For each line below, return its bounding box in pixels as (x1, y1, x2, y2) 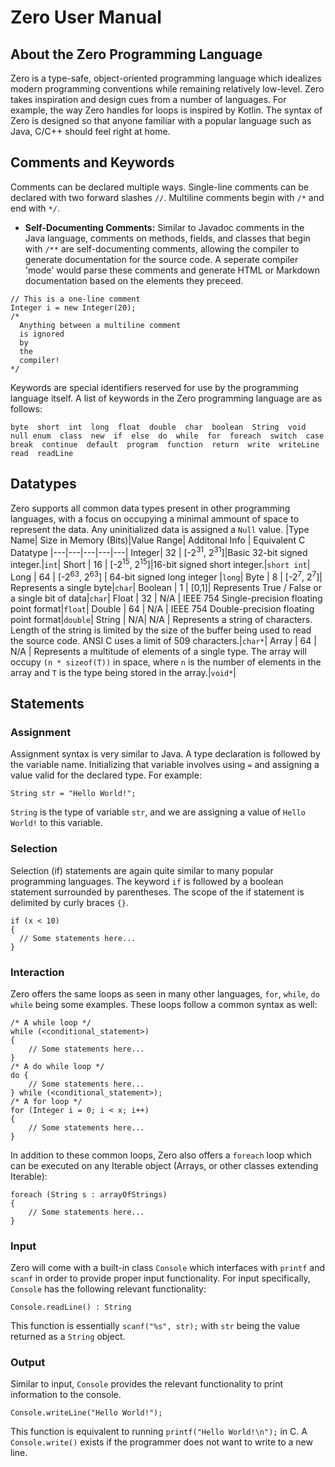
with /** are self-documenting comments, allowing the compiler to (24, 242, 300, 255)
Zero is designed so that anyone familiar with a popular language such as (10, 115, 312, 126)
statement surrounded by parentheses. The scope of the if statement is (10, 886, 305, 898)
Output (10, 1356, 46, 1370)
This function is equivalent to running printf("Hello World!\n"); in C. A (10, 1426, 308, 1438)
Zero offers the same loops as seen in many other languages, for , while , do (10, 987, 320, 1000)
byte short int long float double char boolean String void (10, 422, 307, 432)
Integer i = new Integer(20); (10, 302, 137, 313)
